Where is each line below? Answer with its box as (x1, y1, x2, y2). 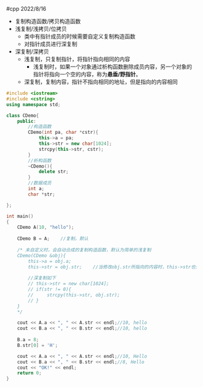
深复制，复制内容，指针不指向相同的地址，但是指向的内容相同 (24, 78, 178, 85)
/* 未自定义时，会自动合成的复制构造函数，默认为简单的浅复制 (17, 246, 152, 253)
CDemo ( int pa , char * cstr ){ (28, 130, 98, 136)
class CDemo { (6, 112, 39, 119)
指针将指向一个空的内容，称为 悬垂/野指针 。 (33, 71, 141, 78)
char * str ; (28, 191, 56, 197)
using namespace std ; (6, 101, 61, 108)
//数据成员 (28, 180, 52, 187)
